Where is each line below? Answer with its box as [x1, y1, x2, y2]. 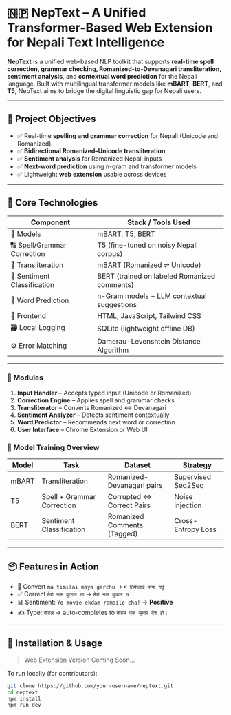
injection [174, 500, 202, 510]
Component [30, 217, 71, 227]
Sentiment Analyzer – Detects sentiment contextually [16, 411, 170, 419]
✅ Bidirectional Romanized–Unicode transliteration [16, 146, 166, 155]
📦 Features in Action [7, 560, 100, 572]
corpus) [97, 248, 123, 258]
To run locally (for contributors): [7, 669, 98, 677]
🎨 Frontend [10, 311, 47, 320]
